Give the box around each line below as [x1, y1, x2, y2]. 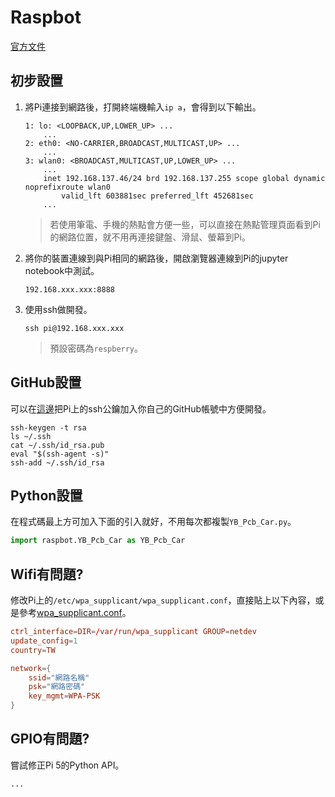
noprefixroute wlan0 [24, 182, 111, 192]
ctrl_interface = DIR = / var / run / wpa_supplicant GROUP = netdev [10, 627, 257, 637]
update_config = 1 [10, 636, 78, 646]
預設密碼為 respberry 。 [49, 342, 144, 354]
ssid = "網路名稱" [28, 672, 90, 683]
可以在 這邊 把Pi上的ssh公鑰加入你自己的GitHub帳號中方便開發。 [10, 402, 272, 415]
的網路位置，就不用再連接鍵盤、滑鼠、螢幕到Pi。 [49, 231, 251, 243]
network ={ [10, 663, 52, 673]
